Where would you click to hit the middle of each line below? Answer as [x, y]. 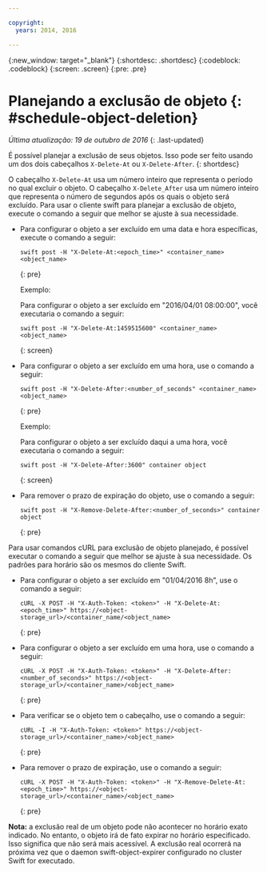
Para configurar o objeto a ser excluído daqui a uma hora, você [124, 442]
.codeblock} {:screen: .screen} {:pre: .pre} [78, 68]
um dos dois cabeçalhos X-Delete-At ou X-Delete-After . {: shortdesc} [124, 164]
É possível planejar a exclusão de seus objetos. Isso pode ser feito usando [131, 155]
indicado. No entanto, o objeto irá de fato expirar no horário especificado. [130, 835]
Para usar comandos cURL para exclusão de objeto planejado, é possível [128, 548]
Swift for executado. [42, 861]
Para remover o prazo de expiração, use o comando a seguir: [121, 768]
